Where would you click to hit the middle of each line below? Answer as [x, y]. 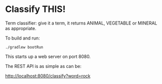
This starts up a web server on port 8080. [48, 56]
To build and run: [22, 38]
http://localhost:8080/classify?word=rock [48, 75]
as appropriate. [21, 28]
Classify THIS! [35, 9]
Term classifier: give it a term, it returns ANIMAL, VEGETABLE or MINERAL [81, 23]
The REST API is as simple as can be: [43, 66]
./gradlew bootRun [24, 47]
